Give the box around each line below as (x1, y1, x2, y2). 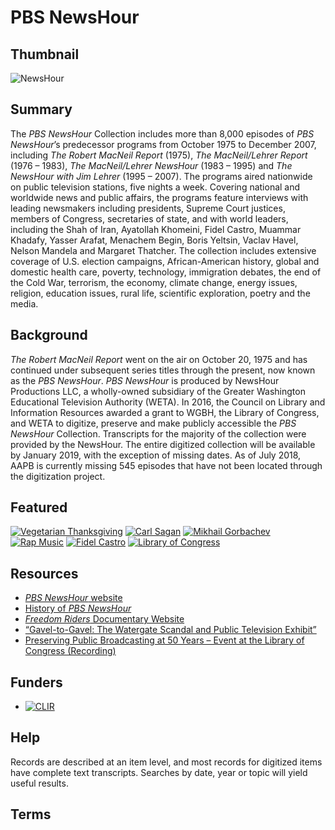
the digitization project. (10, 470, 106, 482)
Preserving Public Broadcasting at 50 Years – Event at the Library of (24, 634, 305, 646)
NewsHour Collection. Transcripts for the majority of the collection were (10, 427, 307, 440)
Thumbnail (10, 46, 80, 63)
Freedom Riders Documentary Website (24, 613, 185, 625)
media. (10, 297, 39, 310)
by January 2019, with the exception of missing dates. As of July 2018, (10, 449, 302, 461)
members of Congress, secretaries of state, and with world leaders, (10, 212, 289, 225)
